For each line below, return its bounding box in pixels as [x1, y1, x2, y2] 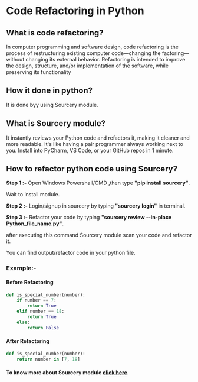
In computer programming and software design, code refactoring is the [6, 43, 179, 50]
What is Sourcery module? [6, 118, 106, 128]
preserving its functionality [6, 69, 71, 75]
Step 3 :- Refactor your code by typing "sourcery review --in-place [6, 214, 172, 221]
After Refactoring [6, 338, 50, 345]
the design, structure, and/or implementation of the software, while [6, 62, 169, 69]
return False [27, 325, 60, 331]
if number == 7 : [16, 297, 57, 303]
